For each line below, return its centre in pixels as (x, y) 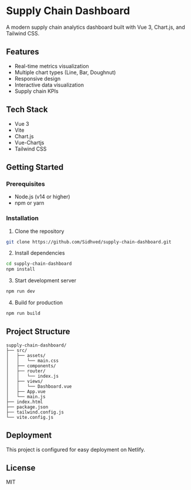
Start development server (45, 281)
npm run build (23, 314)
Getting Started (35, 167)
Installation (23, 218)
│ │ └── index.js (33, 376)
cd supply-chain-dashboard (39, 264)
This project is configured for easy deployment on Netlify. (76, 449)
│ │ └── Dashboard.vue (39, 386)
